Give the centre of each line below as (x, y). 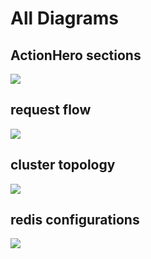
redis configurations (75, 220)
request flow (51, 110)
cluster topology (63, 165)
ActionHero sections (76, 55)
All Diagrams (64, 18)
